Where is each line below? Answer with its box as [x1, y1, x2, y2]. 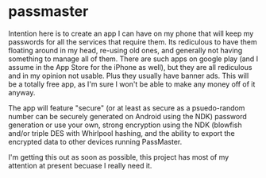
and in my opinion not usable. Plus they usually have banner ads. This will [8, 71, 249, 80]
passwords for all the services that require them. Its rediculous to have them [8, 37, 257, 46]
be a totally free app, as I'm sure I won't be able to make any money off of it [8, 79, 256, 89]
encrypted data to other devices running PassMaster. [8, 137, 183, 146]
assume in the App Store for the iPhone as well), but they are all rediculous [8, 62, 253, 72]
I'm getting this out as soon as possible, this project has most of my [8, 152, 229, 161]
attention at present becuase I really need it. [8, 161, 152, 170]
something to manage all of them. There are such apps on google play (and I [8, 54, 259, 64]
